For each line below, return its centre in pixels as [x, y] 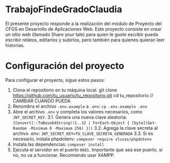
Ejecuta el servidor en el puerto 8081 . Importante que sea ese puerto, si [88, 150]
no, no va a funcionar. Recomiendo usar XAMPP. [64, 155]
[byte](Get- [144, 123]
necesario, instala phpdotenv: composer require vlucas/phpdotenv [82, 138]
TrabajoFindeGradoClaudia [64, 9]
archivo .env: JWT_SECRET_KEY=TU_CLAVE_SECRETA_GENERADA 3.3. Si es [83, 133]
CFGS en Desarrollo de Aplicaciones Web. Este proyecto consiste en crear [83, 29]
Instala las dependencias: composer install [58, 144]
